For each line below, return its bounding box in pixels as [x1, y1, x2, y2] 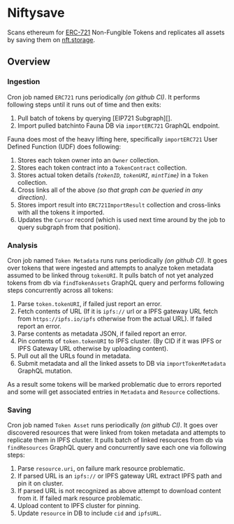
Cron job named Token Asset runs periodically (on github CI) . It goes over [7, 421, 219, 429]
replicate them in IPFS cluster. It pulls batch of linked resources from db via [7, 436, 224, 444]
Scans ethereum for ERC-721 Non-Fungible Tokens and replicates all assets [7, 28, 225, 36]
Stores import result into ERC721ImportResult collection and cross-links [17, 200, 221, 209]
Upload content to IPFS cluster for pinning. [17, 502, 140, 510]
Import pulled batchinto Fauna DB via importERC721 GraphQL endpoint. [17, 121, 220, 130]
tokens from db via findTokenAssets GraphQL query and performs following [7, 278, 225, 287]
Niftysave [7, 5, 65, 21]
